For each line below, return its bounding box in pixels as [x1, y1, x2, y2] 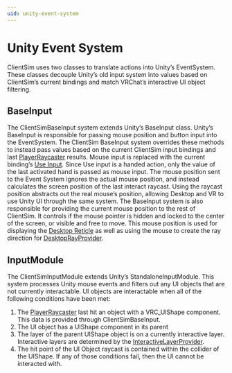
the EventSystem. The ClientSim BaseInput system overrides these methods [7, 138, 224, 146]
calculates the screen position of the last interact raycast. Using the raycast [7, 182, 223, 191]
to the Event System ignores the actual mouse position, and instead [7, 175, 199, 184]
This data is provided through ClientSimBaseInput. [17, 315, 161, 324]
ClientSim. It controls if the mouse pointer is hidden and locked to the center [7, 212, 225, 220]
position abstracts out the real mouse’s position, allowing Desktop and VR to [7, 190, 224, 198]
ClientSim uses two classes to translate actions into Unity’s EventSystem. [7, 63, 216, 71]
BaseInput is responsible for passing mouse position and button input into [7, 131, 217, 139]
